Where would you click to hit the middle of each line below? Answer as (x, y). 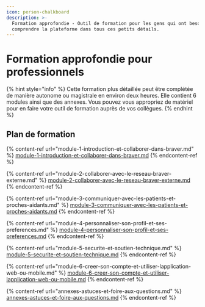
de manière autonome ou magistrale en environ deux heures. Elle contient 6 (102, 96)
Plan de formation (41, 134)
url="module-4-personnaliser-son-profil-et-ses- (106, 223)
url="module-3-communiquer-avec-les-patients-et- (111, 198)
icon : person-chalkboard (38, 12)
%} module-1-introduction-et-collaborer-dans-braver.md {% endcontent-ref (102, 155)
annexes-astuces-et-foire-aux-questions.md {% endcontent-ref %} (91, 298)
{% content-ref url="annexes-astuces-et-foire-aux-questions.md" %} (94, 291)
